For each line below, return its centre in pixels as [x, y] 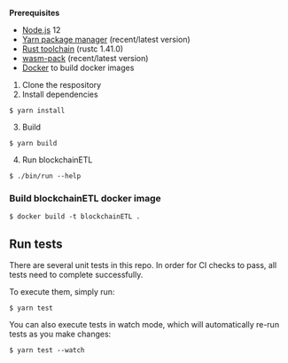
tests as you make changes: [60, 334]
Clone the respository [62, 85]
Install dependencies [60, 94]
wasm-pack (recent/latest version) [85, 58]
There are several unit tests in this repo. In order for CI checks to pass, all [143, 265]
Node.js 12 [41, 30]
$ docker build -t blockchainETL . [75, 217]
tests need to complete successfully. [76, 275]
